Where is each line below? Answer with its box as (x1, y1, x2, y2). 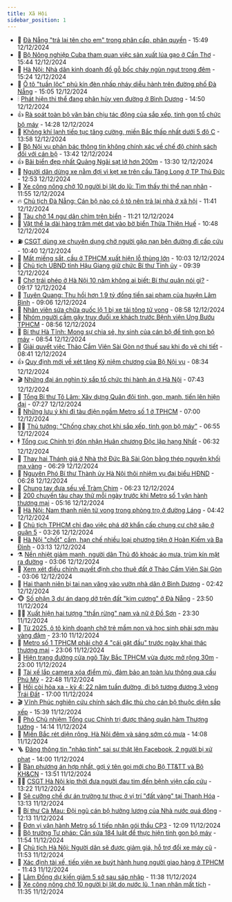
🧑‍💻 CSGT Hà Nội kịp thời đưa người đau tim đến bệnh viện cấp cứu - (17, 777, 212, 785)
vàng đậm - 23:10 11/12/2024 (17, 631, 100, 639)
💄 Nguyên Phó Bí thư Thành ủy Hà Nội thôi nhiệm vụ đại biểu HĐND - (17, 469, 215, 477)
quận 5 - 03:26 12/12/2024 (17, 528, 94, 536)
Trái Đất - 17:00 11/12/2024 (17, 690, 93, 698)
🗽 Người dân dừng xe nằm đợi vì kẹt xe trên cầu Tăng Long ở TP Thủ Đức (17, 167, 225, 175)
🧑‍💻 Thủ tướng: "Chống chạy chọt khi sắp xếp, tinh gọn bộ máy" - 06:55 (17, 422, 221, 430)
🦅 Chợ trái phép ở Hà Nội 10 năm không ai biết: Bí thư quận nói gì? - (17, 276, 209, 284)
